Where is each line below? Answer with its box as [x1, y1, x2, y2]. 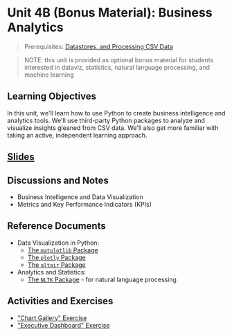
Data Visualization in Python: [17, 239, 99, 247]
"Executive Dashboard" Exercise [17, 321, 110, 329]
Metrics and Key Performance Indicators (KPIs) [17, 200, 152, 208]
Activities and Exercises [7, 295, 114, 307]
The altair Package [27, 261, 86, 269]
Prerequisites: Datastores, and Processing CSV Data [24, 42, 173, 50]
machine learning [24, 71, 74, 79]
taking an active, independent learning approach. [7, 131, 148, 139]
